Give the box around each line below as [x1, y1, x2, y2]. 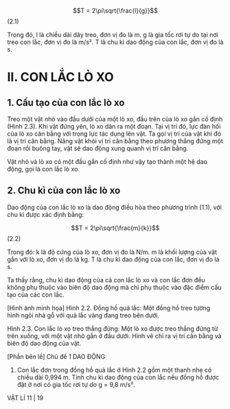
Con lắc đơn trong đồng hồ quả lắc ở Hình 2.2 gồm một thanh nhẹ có [16, 366, 212, 374]
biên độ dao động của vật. [7, 339, 82, 347]
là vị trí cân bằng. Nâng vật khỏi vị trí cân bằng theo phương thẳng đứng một [7, 137, 223, 145]
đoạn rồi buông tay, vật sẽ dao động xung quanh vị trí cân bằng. [7, 145, 189, 152]
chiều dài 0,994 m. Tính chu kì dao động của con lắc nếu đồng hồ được [16, 373, 220, 381]
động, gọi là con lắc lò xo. [7, 165, 80, 173]
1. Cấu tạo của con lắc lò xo [7, 96, 125, 108]
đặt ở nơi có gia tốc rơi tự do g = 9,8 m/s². [16, 380, 135, 388]
